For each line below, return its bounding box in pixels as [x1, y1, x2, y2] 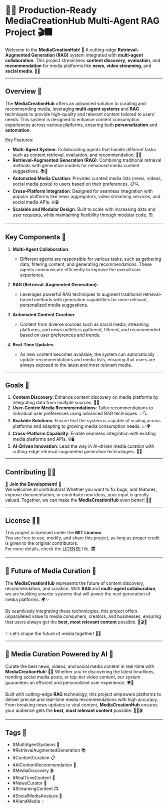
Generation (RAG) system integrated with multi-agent [31, 52, 143, 58]
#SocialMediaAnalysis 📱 [12, 793, 62, 799]
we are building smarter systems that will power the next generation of [5, 590, 151, 597]
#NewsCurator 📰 [12, 780, 47, 786]
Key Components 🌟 [5, 233, 66, 242]
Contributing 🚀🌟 [5, 468, 56, 476]
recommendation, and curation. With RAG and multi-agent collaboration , [5, 585, 156, 591]
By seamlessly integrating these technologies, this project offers [5, 608, 137, 614]
